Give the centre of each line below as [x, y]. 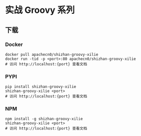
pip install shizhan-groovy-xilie [41, 87]
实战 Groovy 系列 [40, 10]
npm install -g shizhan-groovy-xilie [44, 119]
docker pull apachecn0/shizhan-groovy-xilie [52, 54]
